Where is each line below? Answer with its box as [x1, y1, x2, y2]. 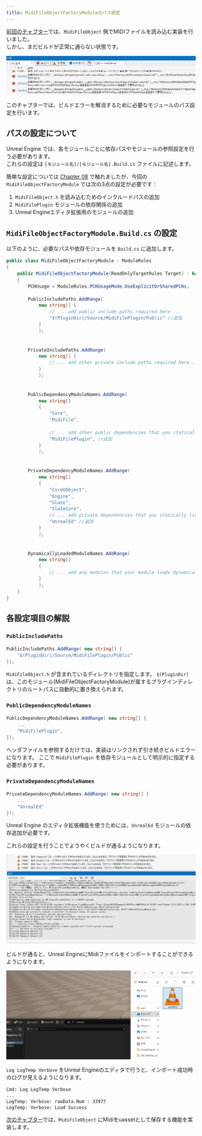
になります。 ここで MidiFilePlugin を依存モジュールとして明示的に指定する [6, 754, 195, 761]
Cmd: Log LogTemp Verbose [6, 1086, 71, 1093]
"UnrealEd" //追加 [49, 519, 94, 525]
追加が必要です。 [11, 829, 54, 836]
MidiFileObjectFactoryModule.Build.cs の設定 [6, 228, 177, 238]
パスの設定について [6, 128, 78, 139]
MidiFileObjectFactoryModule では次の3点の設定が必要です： [6, 181, 158, 188]
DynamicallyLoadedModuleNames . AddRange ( [28, 551, 130, 557]
